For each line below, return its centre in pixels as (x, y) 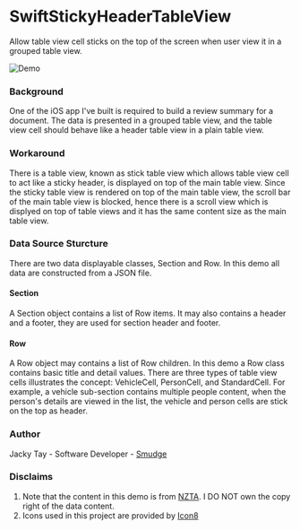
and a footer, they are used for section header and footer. (115, 323)
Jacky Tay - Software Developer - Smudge (88, 454)
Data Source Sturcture (59, 244)
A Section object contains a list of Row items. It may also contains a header (148, 313)
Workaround (37, 153)
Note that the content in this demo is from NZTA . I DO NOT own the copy (156, 496)
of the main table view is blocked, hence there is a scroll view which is (139, 201)
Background (37, 91)
